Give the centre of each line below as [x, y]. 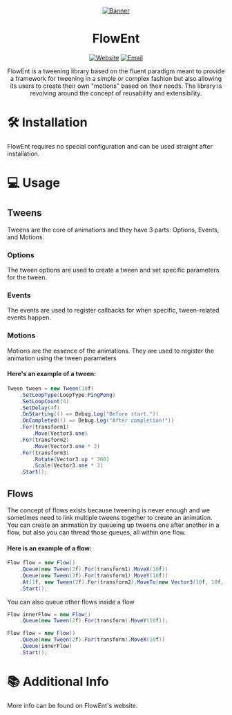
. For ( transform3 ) [45, 453]
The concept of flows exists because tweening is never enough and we [109, 510]
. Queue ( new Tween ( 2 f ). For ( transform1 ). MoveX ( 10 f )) [94, 569]
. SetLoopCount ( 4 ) [45, 401]
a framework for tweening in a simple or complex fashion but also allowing [116, 78]
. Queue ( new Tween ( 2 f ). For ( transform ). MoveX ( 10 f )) [93, 640]
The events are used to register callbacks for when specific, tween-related [113, 310]
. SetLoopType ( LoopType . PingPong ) [68, 395]
